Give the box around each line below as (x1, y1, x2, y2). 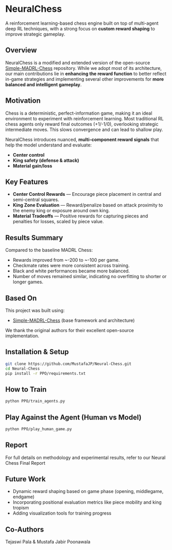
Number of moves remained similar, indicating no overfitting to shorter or (12, 273, 167, 280)
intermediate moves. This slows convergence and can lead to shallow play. (5, 126, 163, 133)
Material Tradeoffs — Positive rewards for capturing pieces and (12, 213, 148, 219)
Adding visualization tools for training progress (12, 510, 112, 517)
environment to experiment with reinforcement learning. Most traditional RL (5, 115, 164, 121)
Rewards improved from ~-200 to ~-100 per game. (12, 257, 120, 263)
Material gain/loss (12, 162, 53, 169)
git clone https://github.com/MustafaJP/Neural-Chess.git (5, 361, 132, 366)
